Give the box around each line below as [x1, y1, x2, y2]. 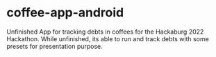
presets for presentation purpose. [6, 42, 103, 50]
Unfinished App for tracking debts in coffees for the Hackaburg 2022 [6, 27, 204, 36]
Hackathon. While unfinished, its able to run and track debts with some [6, 34, 209, 43]
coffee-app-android [6, 5, 124, 21]
